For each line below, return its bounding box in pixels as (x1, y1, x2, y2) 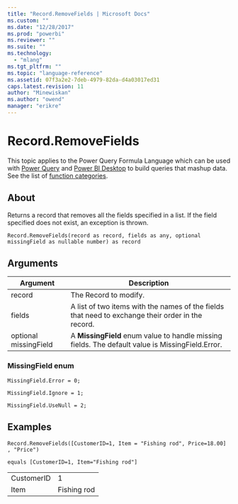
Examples (7, 421, 52, 433)
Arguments (7, 258, 59, 270)
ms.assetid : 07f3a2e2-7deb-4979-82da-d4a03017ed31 (7, 76, 160, 84)
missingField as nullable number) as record (7, 238, 141, 245)
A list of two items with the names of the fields (70, 302, 225, 311)
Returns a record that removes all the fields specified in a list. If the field (7, 210, 217, 219)
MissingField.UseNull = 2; (7, 401, 87, 409)
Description (128, 278, 169, 288)
